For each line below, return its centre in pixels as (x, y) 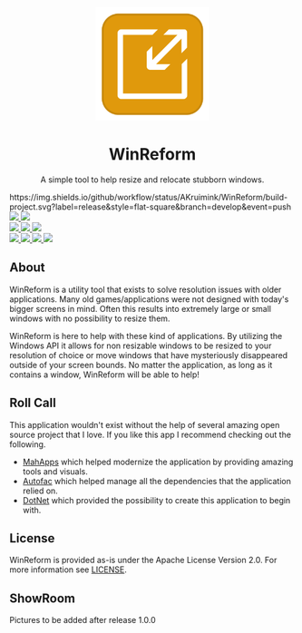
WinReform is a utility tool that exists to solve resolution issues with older (146, 289)
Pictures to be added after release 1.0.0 (83, 620)
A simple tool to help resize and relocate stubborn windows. (152, 180)
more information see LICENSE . (68, 570)
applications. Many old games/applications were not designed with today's (149, 299)
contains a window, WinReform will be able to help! (104, 375)
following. (28, 444)
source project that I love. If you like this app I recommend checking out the (151, 434)
